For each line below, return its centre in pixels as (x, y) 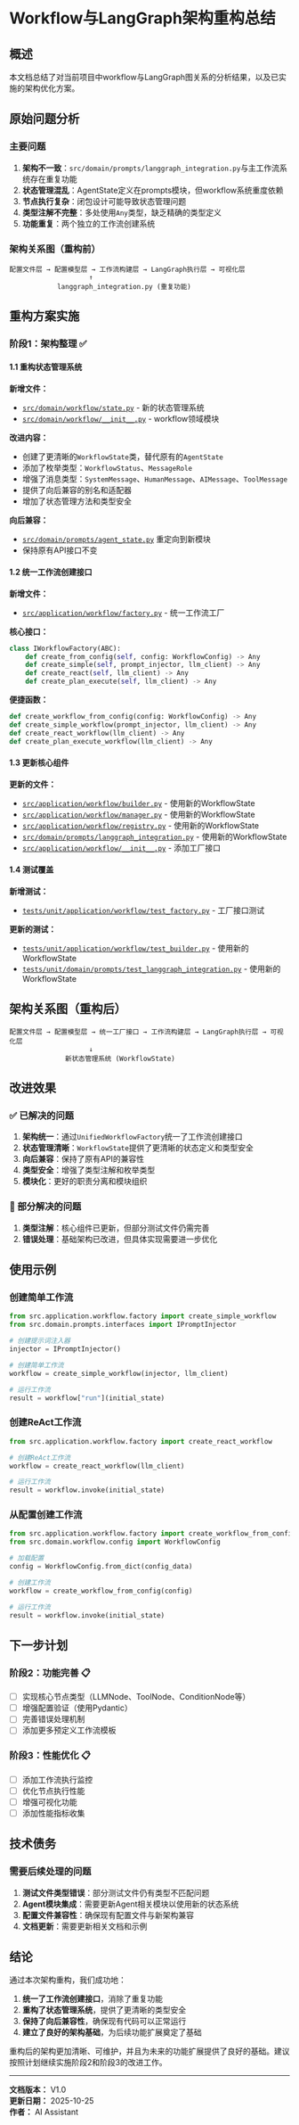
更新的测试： (32, 929)
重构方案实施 (44, 316)
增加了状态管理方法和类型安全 (77, 501)
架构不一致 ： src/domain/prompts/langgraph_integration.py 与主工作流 (151, 168)
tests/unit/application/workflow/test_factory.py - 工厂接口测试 (143, 910)
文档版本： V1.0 (38, 2090)
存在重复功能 (53, 178)
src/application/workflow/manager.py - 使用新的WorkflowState (138, 814)
